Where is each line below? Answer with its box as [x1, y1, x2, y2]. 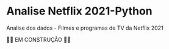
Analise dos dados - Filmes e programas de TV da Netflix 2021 [6, 24, 164, 31]
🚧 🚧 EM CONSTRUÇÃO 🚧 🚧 [6, 36, 71, 43]
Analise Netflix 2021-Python [6, 4, 153, 18]
